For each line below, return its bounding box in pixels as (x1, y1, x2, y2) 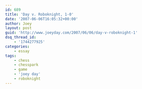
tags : (5, 53, 16, 58)
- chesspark (14, 62, 38, 67)
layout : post (5, 26, 32, 31)
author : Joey (5, 21, 32, 26)
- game (14, 67, 28, 72)
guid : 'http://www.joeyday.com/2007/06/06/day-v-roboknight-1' (5, 30, 138, 35)
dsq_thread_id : (5, 35, 36, 40)
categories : (5, 44, 30, 49)
